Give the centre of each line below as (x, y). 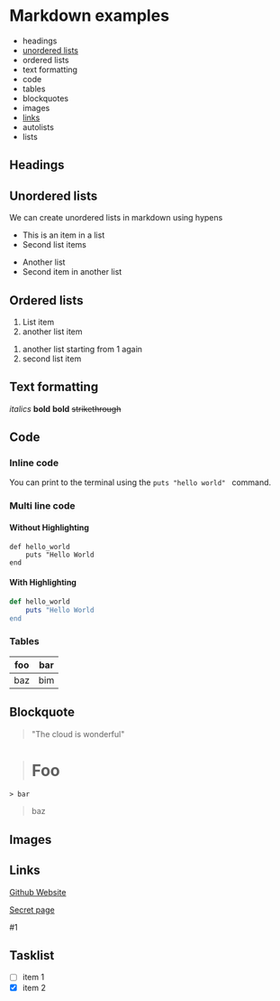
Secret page (32, 910)
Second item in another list (72, 272)
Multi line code (42, 506)
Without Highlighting (50, 527)
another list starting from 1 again (82, 349)
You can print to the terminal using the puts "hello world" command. (140, 482)
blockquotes (45, 98)
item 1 (33, 978)
